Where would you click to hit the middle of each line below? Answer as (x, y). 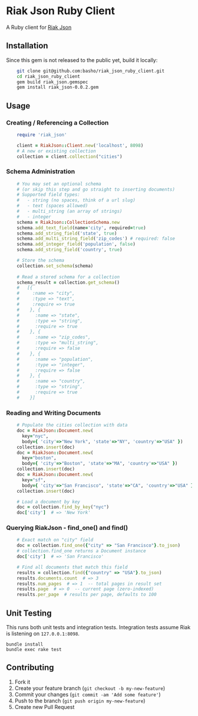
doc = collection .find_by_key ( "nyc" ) (63, 507)
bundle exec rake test (34, 650)
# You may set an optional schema (59, 184)
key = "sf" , (34, 480)
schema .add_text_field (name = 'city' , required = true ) (81, 228)
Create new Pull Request (44, 707)
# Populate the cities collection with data (72, 425)
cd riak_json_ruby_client (49, 76)
